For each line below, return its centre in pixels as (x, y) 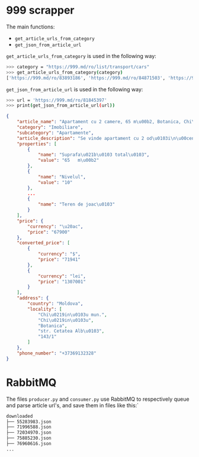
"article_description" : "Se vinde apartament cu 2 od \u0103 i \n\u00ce (105, 138)
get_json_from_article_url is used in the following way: (75, 89)
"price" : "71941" (59, 260)
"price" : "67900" (49, 232)
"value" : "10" (55, 182)
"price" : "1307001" (62, 282)
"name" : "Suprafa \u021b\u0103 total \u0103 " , (94, 155)
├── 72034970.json (29, 433)
